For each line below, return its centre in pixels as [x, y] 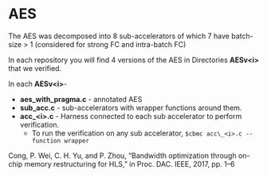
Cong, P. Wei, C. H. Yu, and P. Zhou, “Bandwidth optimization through [122, 155]
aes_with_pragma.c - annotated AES [81, 99]
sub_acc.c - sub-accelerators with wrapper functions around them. [131, 108]
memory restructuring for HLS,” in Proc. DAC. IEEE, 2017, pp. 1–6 [130, 163]
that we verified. [35, 68]
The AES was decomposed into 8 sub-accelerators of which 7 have [119, 36]
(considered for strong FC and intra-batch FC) [110, 44]
